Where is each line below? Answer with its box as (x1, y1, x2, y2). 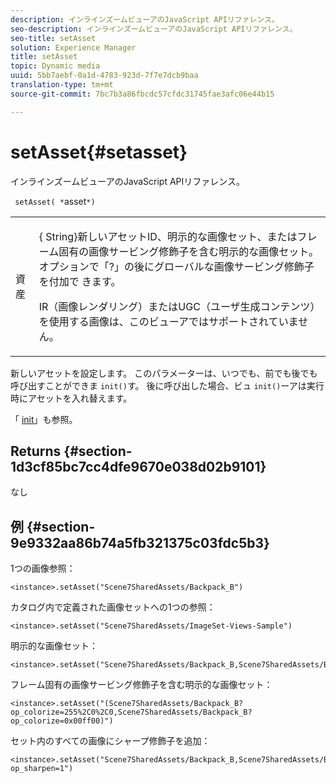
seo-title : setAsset (10, 33, 97, 43)
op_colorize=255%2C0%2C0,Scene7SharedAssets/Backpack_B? (10, 707, 253, 718)
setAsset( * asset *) (14, 195, 96, 207)
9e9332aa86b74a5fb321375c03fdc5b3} (10, 534, 270, 551)
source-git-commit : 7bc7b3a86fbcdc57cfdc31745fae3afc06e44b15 (10, 89, 275, 99)
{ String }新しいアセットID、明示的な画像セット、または (38, 229, 298, 243)
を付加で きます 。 (38, 274, 122, 288)
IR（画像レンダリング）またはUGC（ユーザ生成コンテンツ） (38, 299, 321, 313)
